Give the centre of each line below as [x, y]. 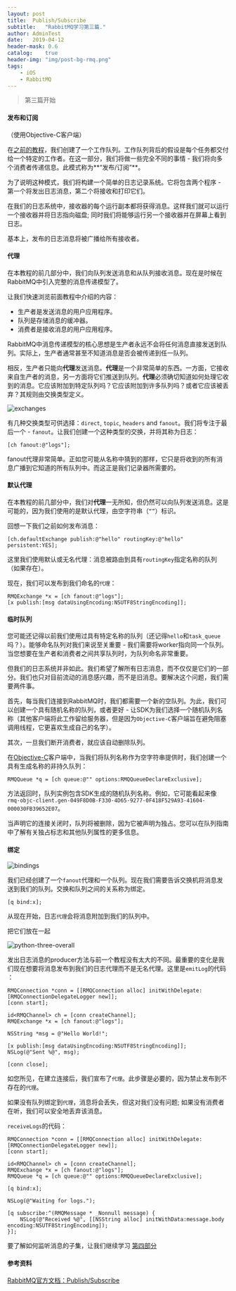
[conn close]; [28, 1065]
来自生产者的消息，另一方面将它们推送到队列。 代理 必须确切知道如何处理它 [115, 377]
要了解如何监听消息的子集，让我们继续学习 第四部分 [82, 1246]
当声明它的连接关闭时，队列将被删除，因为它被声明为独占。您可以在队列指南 [118, 824]
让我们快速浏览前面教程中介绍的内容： [63, 296]
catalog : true [33, 53]
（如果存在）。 [27, 568]
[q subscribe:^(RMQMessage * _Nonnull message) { [81, 1214]
